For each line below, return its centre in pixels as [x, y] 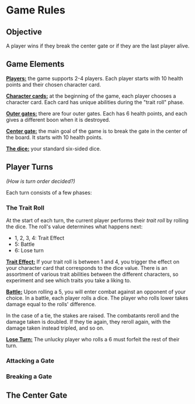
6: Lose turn [29, 250]
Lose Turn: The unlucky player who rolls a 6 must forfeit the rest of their [93, 339]
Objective [24, 32]
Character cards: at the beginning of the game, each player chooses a [91, 96]
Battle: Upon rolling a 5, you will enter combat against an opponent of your [96, 292]
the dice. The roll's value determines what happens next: [74, 227]
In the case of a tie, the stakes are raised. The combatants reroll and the [93, 315]
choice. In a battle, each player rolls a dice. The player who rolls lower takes [97, 298]
